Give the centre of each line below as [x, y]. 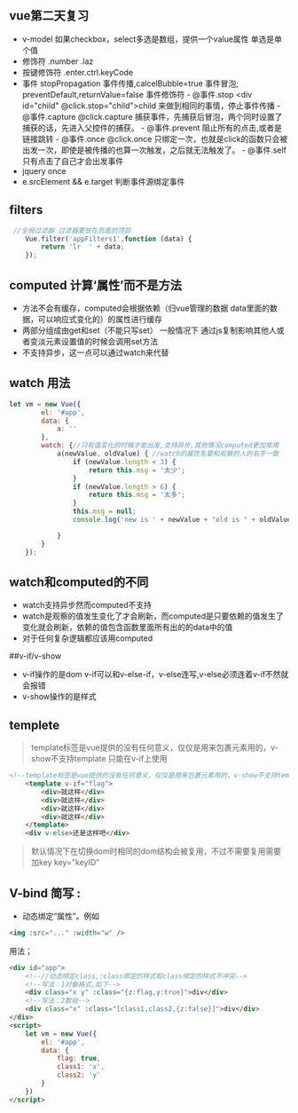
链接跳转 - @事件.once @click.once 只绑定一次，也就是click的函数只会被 [155, 138]
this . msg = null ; [105, 512]
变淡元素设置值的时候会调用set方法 [94, 341]
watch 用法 [40, 383]
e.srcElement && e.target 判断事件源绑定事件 [103, 181]
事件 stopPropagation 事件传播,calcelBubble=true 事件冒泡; [130, 83]
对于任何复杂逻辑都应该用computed [87, 638]
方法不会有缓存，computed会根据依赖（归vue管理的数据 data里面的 [146, 308]
